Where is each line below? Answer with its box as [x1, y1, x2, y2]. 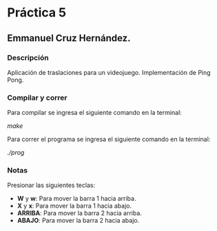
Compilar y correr [7, 93, 68, 102]
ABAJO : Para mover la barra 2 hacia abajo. [17, 217, 140, 225]
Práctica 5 [7, 5, 67, 21]
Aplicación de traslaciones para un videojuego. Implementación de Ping [7, 68, 211, 76]
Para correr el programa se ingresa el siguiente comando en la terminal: [7, 135, 211, 144]
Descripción [7, 53, 50, 63]
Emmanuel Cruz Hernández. [7, 32, 131, 44]
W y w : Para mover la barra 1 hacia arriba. [17, 195, 136, 203]
